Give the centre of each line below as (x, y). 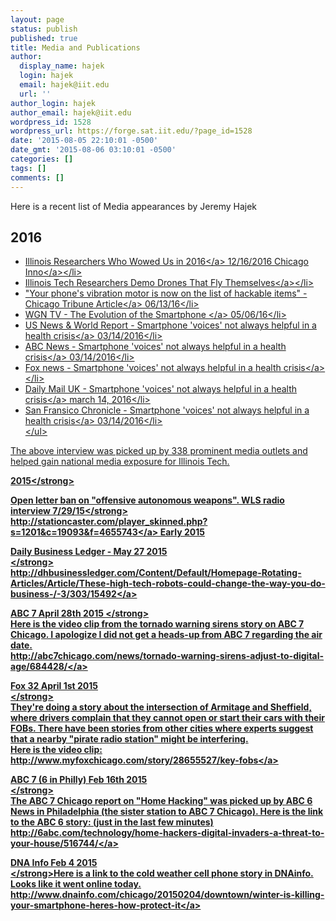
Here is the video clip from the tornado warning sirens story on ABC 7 (157, 624)
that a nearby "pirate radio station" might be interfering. (129, 739)
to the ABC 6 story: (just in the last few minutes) (112, 822)
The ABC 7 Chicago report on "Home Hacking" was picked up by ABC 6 (161, 801)
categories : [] (42, 159)
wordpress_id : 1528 (51, 122)
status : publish (44, 29)
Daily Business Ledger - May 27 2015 (89, 552)
